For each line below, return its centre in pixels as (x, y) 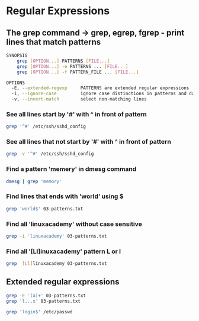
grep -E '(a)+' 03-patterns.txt (46, 296)
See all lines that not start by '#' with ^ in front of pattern (89, 142)
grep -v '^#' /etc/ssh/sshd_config (50, 154)
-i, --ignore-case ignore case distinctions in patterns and (99, 94)
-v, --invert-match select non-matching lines (79, 99)
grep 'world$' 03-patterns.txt (45, 209)
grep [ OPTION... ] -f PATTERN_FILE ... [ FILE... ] (78, 72)
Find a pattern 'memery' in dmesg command (71, 169)
